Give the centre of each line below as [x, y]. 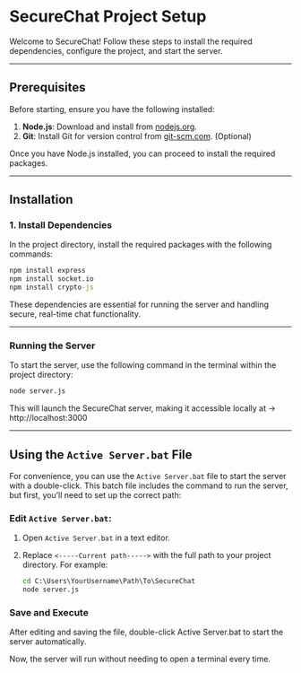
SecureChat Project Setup [108, 17]
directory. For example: [65, 565]
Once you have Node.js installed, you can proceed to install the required [142, 153]
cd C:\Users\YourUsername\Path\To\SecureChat [108, 581]
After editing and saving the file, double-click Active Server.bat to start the [146, 632]
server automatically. [48, 642]
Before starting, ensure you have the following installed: [112, 109]
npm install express [48, 271]
